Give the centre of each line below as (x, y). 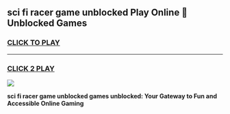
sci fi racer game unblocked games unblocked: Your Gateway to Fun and (112, 96)
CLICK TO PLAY (34, 43)
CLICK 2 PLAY (31, 68)
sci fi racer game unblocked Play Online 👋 (98, 13)
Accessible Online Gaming (46, 103)
